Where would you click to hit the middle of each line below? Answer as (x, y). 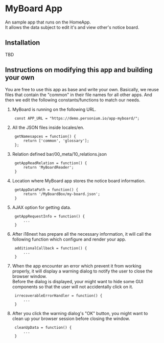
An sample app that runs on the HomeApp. (48, 22)
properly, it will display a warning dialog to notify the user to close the (82, 271)
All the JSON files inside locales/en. (48, 127)
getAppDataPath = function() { (46, 190)
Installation (23, 43)
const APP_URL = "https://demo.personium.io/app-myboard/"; (77, 118)
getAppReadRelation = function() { (51, 163)
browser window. (30, 276)
